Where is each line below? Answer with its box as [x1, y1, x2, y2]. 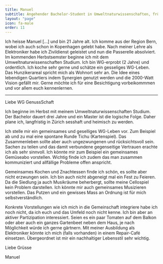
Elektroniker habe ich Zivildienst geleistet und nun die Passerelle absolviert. [5, 49, 156, 55]
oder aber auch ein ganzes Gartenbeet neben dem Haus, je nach [5, 220, 135, 226]
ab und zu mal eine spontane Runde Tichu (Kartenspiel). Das [5, 133, 127, 139]
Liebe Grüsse [5, 245, 32, 251]
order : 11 [5, 25, 25, 30]
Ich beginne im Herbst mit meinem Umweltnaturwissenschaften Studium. [5, 109, 151, 114]
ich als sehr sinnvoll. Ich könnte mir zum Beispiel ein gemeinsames [5, 149, 138, 155]
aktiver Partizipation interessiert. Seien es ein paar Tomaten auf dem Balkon [5, 215, 157, 221]
